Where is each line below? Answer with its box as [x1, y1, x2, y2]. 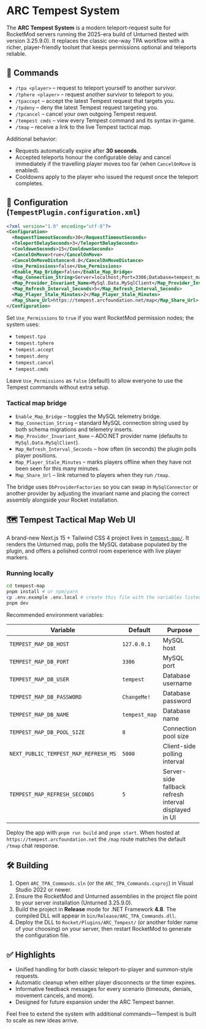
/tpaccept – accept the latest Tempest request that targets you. [15, 97, 175, 104]
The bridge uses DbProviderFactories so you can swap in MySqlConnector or [6, 483, 198, 491]
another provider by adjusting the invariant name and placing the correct [6, 489, 190, 497]
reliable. [6, 50, 27, 57]
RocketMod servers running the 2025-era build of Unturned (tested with [6, 30, 189, 37]
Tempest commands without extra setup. [6, 383, 110, 391]
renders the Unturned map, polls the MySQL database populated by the [6, 540, 187, 548]
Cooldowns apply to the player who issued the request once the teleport [15, 173, 198, 180]
